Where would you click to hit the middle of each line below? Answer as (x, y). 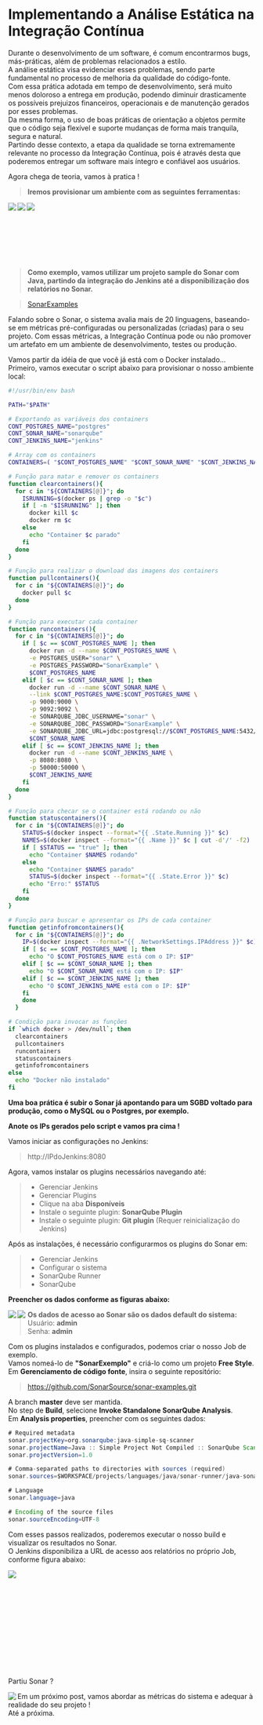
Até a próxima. (31, 1712)
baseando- (232, 319)
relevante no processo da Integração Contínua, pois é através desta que (124, 153)
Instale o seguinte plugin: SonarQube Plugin (110, 1212)
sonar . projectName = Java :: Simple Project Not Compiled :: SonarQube (124, 1447)
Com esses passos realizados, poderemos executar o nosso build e (117, 1534)
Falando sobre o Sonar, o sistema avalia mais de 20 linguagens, (111, 319)
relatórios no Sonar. (60, 289)
